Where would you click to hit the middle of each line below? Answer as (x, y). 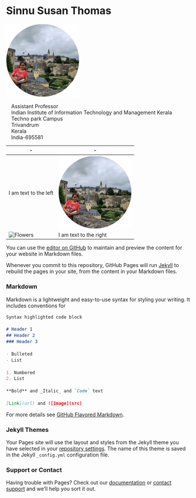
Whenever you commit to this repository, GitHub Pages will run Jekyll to (93, 265)
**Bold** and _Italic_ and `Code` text (55, 391)
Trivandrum (25, 124)
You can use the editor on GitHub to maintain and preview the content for (94, 248)
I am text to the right (82, 234)
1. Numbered (20, 372)
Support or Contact (34, 470)
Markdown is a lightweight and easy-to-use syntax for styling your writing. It (98, 299)
